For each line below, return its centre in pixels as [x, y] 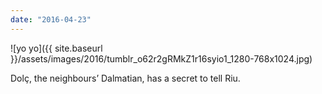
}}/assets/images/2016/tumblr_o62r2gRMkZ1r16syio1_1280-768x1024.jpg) [161, 58]
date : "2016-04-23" [51, 19]
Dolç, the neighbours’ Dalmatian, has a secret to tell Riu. [125, 78]
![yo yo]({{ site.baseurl [56, 48]
